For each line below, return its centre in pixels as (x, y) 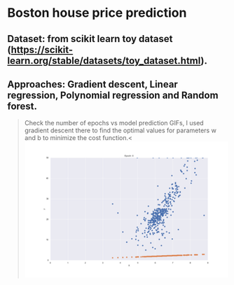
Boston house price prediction (97, 13)
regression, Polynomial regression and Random (113, 95)
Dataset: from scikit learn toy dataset (90, 39)
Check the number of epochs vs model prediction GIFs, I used (114, 123)
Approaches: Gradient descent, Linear (93, 84)
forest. (22, 106)
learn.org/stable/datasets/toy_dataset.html (104, 61)
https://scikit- (42, 49)
